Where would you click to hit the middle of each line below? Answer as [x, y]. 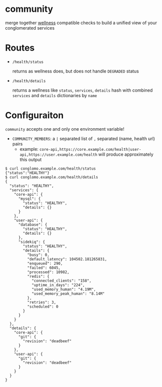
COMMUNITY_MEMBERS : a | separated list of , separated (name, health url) [84, 139]
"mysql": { [29, 199]
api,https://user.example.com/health [59, 155]
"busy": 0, [38, 255]
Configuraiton [34, 116]
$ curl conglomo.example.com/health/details [52, 177]
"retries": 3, [41, 302]
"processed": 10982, [48, 272]
